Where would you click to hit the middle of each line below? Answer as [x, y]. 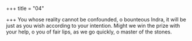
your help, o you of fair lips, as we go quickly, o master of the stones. [89, 32]
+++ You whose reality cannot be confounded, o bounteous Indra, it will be [96, 19]
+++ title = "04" [25, 8]
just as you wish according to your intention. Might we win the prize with [93, 26]
